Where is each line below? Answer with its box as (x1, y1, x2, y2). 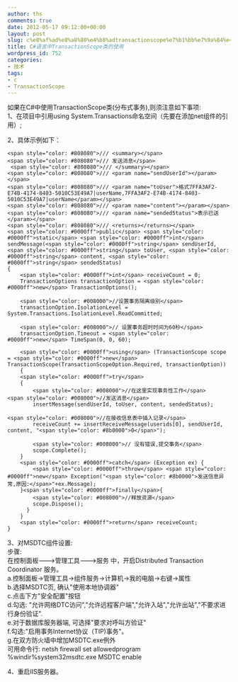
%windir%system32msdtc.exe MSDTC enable (7, 653, 142, 661)
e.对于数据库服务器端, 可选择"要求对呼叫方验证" (7, 618, 147, 627)
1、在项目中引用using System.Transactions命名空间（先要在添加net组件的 (7, 112, 222, 120)
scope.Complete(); (33, 447, 87, 454)
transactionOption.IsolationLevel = (20, 304, 129, 312)
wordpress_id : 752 (7, 50, 62, 57)
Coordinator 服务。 (7, 565, 63, 574)
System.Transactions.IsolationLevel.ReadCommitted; (7, 310, 163, 317)
